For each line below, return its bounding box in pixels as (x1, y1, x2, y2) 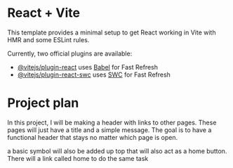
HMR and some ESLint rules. (7, 35, 90, 44)
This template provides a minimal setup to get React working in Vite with (7, 28, 216, 37)
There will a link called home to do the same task (7, 154, 149, 162)
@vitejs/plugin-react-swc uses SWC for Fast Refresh (17, 70, 171, 79)
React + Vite (7, 5, 81, 21)
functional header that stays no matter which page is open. (7, 133, 178, 141)
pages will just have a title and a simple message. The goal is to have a (7, 125, 212, 134)
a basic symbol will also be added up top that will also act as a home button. (7, 146, 227, 155)
